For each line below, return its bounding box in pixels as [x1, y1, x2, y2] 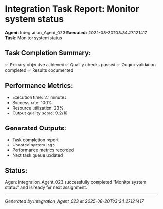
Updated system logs [12, 142, 55, 148]
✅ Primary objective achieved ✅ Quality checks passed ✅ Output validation [5, 62, 156, 67]
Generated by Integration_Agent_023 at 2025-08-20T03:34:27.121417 [5, 198, 144, 204]
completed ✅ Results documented [5, 67, 74, 73]
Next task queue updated [12, 152, 63, 158]
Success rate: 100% [12, 99, 52, 105]
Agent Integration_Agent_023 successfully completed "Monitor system [5, 179, 147, 185]
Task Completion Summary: [5, 49, 91, 57]
